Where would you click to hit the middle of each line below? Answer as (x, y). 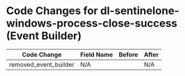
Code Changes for (52, 11)
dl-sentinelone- (140, 11)
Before (128, 54)
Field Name (96, 54)
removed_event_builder (42, 64)
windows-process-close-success (92, 23)
